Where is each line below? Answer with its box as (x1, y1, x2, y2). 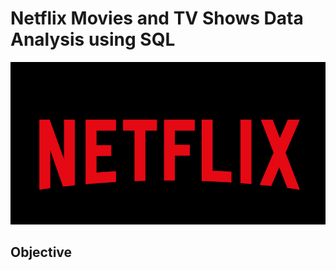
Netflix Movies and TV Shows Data (10, 7, 304, 30)
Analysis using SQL (10, 28, 176, 51)
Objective (10, 244, 73, 261)
